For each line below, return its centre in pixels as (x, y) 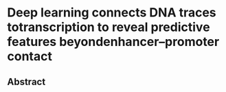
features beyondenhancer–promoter (113, 42)
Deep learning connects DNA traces (112, 13)
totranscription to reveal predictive (109, 27)
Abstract (26, 81)
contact (30, 57)
